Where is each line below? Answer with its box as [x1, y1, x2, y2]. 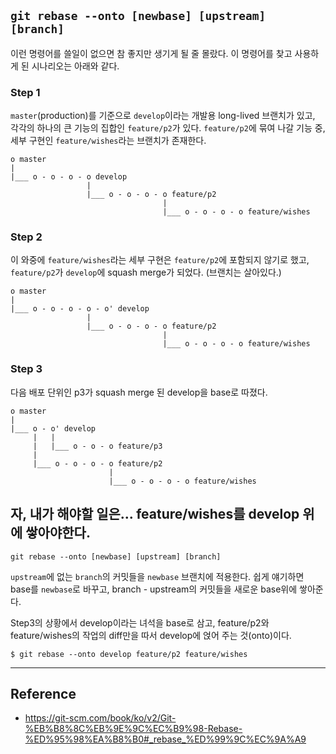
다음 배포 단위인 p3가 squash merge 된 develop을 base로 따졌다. [10, 386, 268, 398]
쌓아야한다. [25, 525, 91, 542]
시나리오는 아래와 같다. [31, 60, 120, 72]
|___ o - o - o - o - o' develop [10, 304, 150, 314]
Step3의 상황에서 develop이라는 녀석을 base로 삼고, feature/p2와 [10, 616, 270, 629]
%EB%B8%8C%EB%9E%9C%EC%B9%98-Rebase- [24, 723, 243, 735]
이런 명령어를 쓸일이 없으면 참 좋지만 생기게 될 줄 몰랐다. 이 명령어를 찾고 [10, 47, 293, 59]
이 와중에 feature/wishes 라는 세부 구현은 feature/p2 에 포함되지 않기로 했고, [10, 254, 310, 266]
